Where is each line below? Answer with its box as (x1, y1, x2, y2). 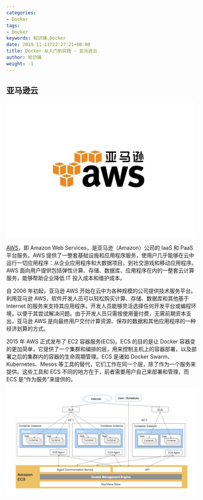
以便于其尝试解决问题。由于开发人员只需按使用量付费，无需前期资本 (16, 310, 186, 317)
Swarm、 (150, 353, 173, 360)
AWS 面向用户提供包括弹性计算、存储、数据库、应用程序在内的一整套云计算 (6, 267, 195, 274)
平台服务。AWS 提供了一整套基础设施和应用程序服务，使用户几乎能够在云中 (6, 252, 195, 259)
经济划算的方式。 (6, 325, 49, 333)
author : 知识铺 (6, 54, 42, 60)
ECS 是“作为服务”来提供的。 (6, 375, 76, 383)
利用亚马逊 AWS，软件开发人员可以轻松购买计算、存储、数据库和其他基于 (6, 295, 189, 302)
